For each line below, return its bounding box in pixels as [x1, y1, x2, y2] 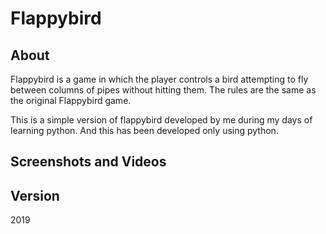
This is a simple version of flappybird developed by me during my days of [10, 114, 313, 126]
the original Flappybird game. [10, 95, 132, 106]
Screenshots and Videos [10, 153, 167, 171]
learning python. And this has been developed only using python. [10, 125, 279, 136]
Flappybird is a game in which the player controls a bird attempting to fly [10, 73, 309, 85]
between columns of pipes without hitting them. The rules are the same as [10, 84, 317, 96]
